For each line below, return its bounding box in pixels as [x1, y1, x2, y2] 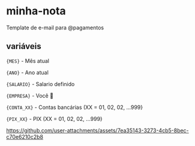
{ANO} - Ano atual [6, 69, 49, 76]
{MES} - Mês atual [6, 57, 50, 64]
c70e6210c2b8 [6, 133, 44, 140]
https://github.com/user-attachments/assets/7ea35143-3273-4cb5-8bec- [6, 127, 189, 134]
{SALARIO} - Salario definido [6, 80, 75, 87]
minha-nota [6, 4, 66, 18]
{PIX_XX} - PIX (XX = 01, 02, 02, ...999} [6, 115, 103, 122]
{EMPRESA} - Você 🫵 [6, 92, 54, 99]
